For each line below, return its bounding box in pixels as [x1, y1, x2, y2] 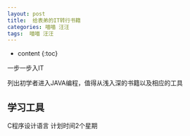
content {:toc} [17, 49, 58, 58]
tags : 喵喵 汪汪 [7, 30, 54, 37]
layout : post [7, 10, 46, 18]
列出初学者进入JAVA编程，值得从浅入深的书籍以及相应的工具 [7, 79, 183, 87]
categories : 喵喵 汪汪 [7, 23, 70, 30]
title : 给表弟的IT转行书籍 [7, 17, 81, 24]
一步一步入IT [7, 64, 44, 73]
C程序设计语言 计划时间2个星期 [7, 121, 98, 130]
